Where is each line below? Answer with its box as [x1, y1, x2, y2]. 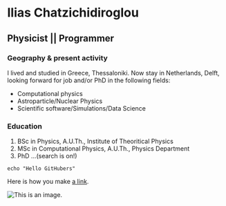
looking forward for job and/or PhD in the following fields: [7, 76, 171, 84]
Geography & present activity [7, 53, 109, 63]
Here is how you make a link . [7, 178, 89, 186]
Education [7, 121, 43, 131]
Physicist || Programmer [7, 32, 115, 44]
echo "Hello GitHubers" [7, 165, 76, 172]
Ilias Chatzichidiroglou [7, 5, 140, 21]
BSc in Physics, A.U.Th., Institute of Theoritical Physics [17, 137, 174, 146]
